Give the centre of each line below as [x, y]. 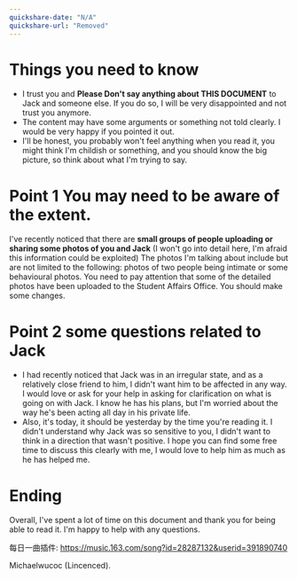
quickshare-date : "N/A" [53, 17]
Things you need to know [104, 70]
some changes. [37, 296]
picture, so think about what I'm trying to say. [105, 160]
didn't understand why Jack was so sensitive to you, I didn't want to [146, 432]
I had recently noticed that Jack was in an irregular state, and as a [142, 375]
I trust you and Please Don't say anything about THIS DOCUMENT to [149, 94]
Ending [35, 495]
